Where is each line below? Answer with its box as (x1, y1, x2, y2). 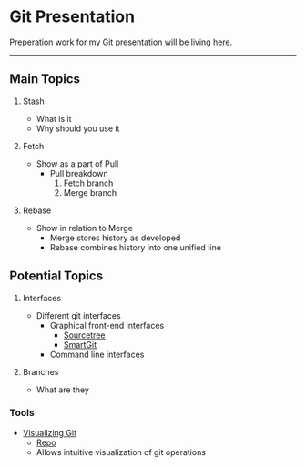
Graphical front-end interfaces (49, 320, 165, 330)
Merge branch (63, 187, 117, 198)
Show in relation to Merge (36, 222, 134, 233)
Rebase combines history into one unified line (49, 241, 221, 252)
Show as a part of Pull (36, 157, 119, 169)
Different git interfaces (36, 310, 121, 320)
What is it (36, 113, 72, 124)
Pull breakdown (49, 168, 108, 178)
